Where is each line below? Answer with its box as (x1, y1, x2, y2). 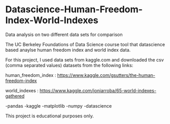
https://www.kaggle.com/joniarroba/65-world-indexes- (39, 87, 157, 93)
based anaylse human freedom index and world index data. (5, 47, 131, 53)
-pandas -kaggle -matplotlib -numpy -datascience (5, 102, 112, 109)
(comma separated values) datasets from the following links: (5, 62, 134, 68)
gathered (5, 93, 25, 99)
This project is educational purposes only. (5, 113, 94, 119)
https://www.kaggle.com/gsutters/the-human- (57, 72, 156, 78)
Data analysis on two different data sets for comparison (5, 31, 123, 37)
